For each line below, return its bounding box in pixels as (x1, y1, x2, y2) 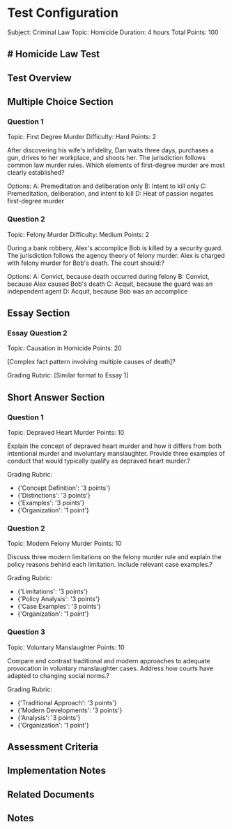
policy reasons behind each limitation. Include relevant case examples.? (7, 561, 212, 569)
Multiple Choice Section (7, 96, 114, 108)
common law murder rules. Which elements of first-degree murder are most (7, 161, 225, 169)
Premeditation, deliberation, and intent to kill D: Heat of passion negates (7, 189, 214, 198)
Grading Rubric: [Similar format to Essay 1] (7, 371, 129, 380)
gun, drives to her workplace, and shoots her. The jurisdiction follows (7, 154, 206, 162)
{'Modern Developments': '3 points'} (17, 706, 123, 714)
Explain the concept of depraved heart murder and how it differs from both (7, 442, 222, 450)
